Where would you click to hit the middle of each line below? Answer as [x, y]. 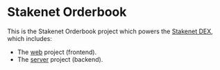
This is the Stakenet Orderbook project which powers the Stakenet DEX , [110, 31]
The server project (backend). [60, 59]
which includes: [29, 38]
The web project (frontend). [57, 52]
